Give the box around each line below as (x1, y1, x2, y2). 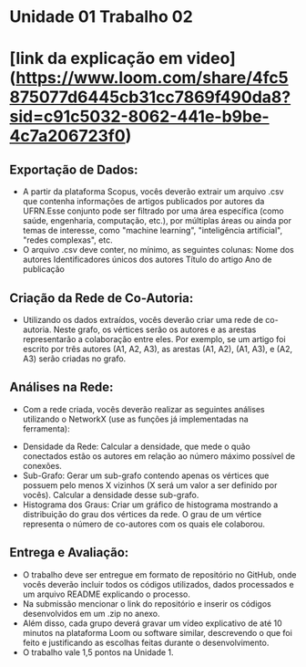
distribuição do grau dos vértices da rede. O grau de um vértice (22, 508, 262, 519)
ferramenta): (22, 422, 70, 434)
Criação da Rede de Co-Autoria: (9, 290, 194, 306)
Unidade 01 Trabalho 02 (9, 6, 193, 27)
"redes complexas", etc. (22, 234, 113, 245)
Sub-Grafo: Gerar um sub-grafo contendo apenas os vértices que (22, 470, 270, 481)
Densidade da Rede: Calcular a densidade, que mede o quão (22, 441, 250, 452)
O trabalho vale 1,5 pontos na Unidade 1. (22, 646, 175, 658)
